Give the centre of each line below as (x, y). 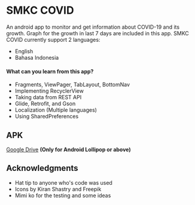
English (24, 51)
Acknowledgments (42, 168)
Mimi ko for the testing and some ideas (63, 195)
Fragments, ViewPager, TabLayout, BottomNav (72, 85)
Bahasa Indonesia (37, 57)
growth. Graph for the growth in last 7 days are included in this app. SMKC (98, 33)
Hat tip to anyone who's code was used (63, 182)
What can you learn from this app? (50, 71)
